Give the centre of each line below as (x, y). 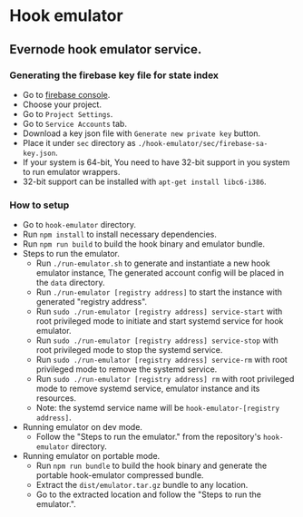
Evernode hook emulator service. (106, 49)
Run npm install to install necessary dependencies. (120, 234)
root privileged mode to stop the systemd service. (129, 350)
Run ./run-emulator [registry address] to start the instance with (159, 292)
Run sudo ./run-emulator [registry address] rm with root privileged (165, 379)
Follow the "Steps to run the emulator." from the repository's (148, 437)
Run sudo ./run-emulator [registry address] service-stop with (157, 340)
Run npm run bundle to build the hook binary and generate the (151, 466)
